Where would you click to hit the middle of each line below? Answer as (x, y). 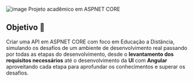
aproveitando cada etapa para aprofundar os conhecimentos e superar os (96, 66)
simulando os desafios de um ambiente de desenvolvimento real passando (97, 48)
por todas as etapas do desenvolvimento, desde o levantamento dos (90, 54)
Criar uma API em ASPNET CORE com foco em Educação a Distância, (90, 42)
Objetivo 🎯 (26, 27)
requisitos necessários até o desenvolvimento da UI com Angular (87, 60)
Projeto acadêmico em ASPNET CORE (74, 9)
